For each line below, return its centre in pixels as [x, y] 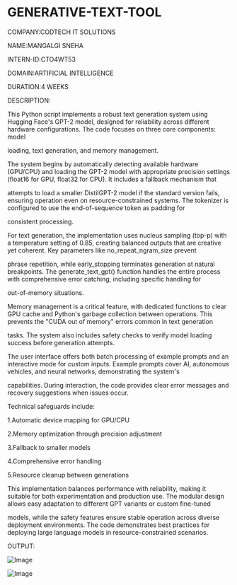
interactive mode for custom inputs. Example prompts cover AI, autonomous [118, 364]
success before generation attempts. [61, 342]
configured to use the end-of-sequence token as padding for [96, 208]
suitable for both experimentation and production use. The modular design [116, 496]
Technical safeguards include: [51, 406]
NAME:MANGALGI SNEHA [45, 45]
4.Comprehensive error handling [54, 461]
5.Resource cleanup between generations [68, 475]
